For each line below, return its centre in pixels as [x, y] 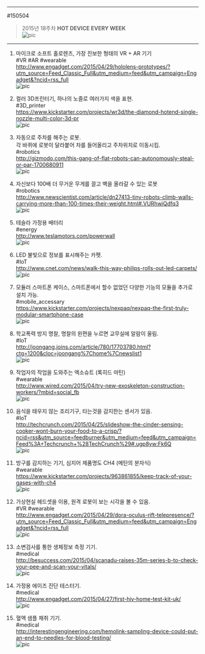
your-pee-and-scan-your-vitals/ [56, 567]
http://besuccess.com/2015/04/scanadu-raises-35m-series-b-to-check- [107, 560]
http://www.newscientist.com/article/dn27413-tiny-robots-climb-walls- [105, 197]
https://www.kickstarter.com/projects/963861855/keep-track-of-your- [104, 476]
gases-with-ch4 [36, 482]
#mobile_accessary [40, 301]
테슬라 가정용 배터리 [39, 222]
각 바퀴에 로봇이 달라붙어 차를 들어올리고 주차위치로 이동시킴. [88, 145]
